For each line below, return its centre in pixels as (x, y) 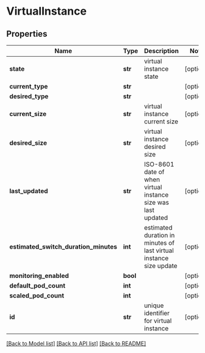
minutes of (160, 243)
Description (161, 51)
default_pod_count (38, 286)
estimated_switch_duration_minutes (63, 247)
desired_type (29, 96)
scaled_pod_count (37, 296)
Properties (27, 34)
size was (157, 202)
